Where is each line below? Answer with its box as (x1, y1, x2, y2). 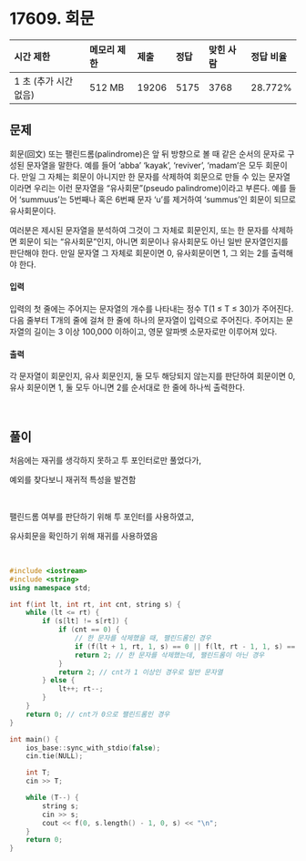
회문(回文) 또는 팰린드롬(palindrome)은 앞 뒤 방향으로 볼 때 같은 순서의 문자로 (9, 148, 285, 159)
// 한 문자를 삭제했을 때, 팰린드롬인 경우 (74, 634, 212, 643)
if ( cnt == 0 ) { (57, 625, 120, 634)
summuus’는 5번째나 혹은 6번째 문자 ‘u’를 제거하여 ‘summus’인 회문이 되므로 (21, 193, 296, 205)
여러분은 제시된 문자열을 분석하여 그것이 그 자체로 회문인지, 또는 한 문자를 (9, 224, 270, 235)
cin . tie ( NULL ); (25, 752, 84, 761)
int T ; (25, 768, 51, 777)
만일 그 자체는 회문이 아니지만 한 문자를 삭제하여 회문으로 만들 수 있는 (21, 170, 267, 182)
